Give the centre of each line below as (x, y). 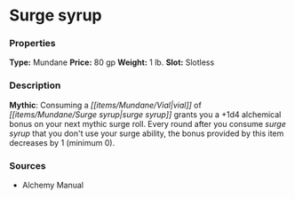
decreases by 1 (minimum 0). (62, 142)
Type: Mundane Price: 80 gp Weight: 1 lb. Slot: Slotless (112, 62)
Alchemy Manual (53, 185)
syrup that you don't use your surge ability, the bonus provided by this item (147, 133)
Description (35, 85)
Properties (32, 44)
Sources (28, 165)
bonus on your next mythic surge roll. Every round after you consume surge (147, 123)
